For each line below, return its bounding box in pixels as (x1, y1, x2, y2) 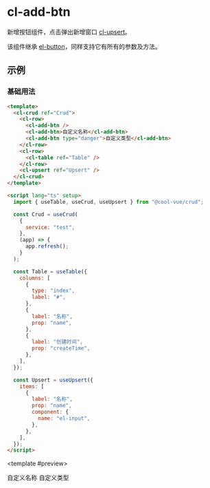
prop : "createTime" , (32, 345, 91, 352)
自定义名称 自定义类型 (7, 474, 69, 482)
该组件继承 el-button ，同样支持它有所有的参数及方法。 (7, 42, 161, 50)
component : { (32, 409, 69, 416)
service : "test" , (25, 224, 75, 231)
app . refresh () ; (25, 243, 69, 250)
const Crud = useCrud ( (13, 211, 78, 218)
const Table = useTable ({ (13, 268, 88, 275)
